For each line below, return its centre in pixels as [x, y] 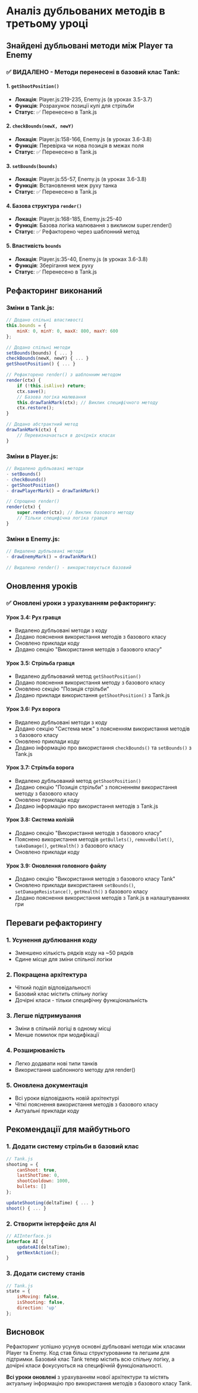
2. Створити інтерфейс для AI [51, 1224]
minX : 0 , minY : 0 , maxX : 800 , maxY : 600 [67, 331]
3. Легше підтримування [44, 1016]
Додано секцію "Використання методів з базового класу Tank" [95, 879]
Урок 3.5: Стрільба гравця [40, 663]
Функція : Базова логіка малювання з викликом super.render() [93, 225]
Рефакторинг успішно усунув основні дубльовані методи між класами [96, 1346]
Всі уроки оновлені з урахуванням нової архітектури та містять [88, 1377]
